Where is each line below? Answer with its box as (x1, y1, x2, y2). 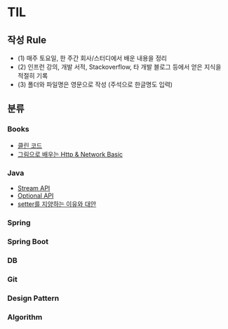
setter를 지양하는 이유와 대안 (17, 200, 97, 208)
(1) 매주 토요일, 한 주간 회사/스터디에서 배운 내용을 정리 (17, 54, 167, 62)
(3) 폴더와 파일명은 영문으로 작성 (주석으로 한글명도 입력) (17, 80, 173, 89)
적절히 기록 (17, 72, 48, 79)
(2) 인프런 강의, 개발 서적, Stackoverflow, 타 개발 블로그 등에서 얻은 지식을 (17, 63, 222, 71)
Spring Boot (7, 236, 49, 246)
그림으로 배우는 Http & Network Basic (17, 150, 123, 158)
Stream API (17, 183, 51, 192)
